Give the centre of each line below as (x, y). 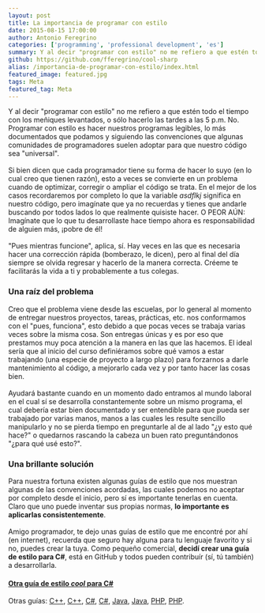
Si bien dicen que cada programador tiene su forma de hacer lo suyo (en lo (130, 170)
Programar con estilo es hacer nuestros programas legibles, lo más (117, 128)
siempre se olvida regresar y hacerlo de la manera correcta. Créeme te (123, 263)
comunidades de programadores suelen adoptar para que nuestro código (127, 145)
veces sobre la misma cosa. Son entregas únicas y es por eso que (116, 334)
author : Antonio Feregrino (52, 38)
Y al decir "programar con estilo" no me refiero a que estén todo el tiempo (129, 112)
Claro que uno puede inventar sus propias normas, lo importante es (119, 506)
